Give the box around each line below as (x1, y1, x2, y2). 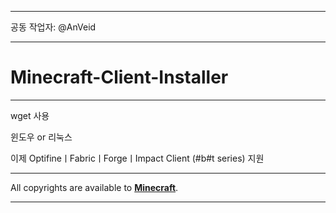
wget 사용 (10, 109, 50, 121)
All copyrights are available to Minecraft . (10, 181, 179, 193)
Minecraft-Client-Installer (10, 66, 229, 89)
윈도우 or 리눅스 (10, 131, 73, 143)
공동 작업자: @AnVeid (10, 21, 97, 33)
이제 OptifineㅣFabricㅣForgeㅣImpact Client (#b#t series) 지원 (10, 152, 265, 164)
